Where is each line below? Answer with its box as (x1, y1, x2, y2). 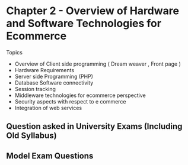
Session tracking (14, 85, 56, 92)
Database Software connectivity (14, 79, 94, 86)
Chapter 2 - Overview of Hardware (6, 4, 180, 18)
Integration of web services (14, 104, 82, 111)
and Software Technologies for (6, 17, 162, 30)
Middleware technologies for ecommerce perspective (14, 92, 146, 99)
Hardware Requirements (14, 66, 75, 73)
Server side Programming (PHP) (14, 73, 94, 80)
